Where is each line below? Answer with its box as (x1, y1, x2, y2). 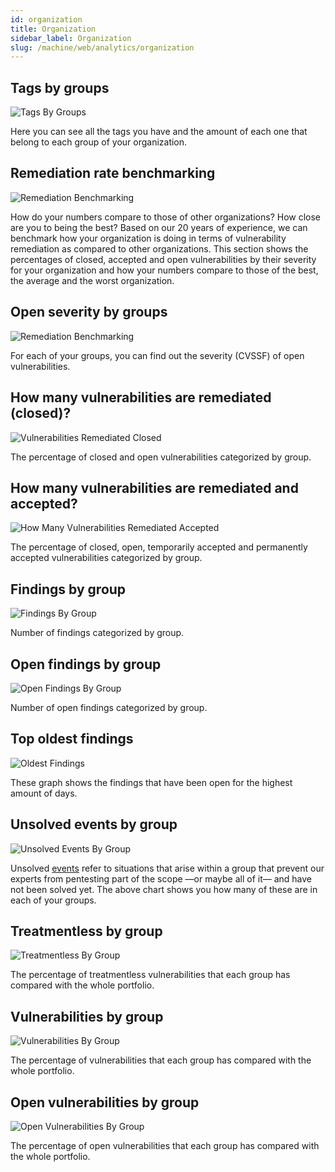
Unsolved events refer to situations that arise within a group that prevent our (10, 862, 325, 874)
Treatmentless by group (10, 922, 163, 940)
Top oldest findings (10, 731, 134, 748)
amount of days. (10, 787, 78, 799)
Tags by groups (10, 79, 110, 96)
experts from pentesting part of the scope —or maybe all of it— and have (10, 872, 313, 885)
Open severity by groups (10, 304, 168, 321)
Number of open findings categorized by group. (10, 701, 208, 713)
